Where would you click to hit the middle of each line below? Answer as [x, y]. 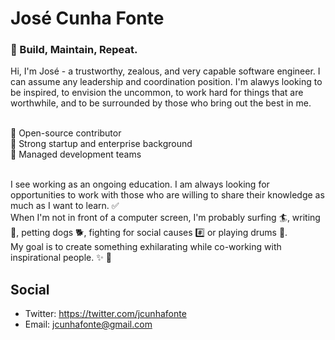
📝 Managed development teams [76, 154]
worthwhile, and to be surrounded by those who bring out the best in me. [161, 103]
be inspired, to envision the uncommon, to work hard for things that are [157, 93]
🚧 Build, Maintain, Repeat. [74, 50]
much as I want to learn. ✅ [65, 206]
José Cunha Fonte [87, 18]
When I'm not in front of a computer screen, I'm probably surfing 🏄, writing [165, 218]
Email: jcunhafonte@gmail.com [88, 324]
